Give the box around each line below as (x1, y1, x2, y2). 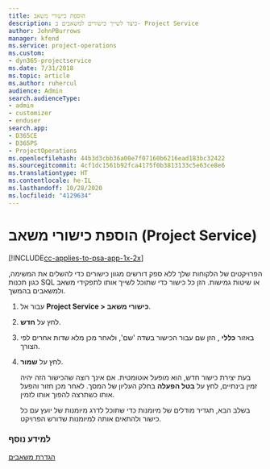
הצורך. (19, 341, 40, 351)
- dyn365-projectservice (8, 57, 92, 65)
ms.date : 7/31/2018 (8, 64, 74, 73)
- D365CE (8, 131, 38, 139)
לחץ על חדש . (19, 317, 61, 326)
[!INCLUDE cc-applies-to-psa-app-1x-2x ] (8, 253, 144, 263)
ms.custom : (8, 49, 45, 57)
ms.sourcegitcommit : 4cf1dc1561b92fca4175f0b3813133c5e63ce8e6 (8, 162, 226, 170)
